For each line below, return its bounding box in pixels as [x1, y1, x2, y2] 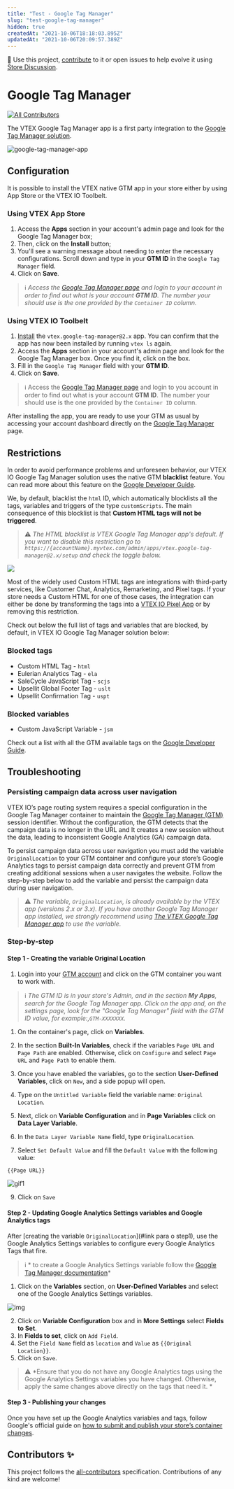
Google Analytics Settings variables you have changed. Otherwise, [24, 1374, 217, 1383]
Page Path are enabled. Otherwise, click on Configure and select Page [17, 1048, 217, 1057]
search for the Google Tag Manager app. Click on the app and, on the [24, 998, 227, 1008]
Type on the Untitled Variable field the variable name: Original [17, 1090, 203, 1099]
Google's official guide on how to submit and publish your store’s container [7, 1421, 223, 1430]
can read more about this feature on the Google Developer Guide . [7, 481, 196, 489]
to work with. [17, 977, 56, 985]
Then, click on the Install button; [17, 239, 112, 248]
